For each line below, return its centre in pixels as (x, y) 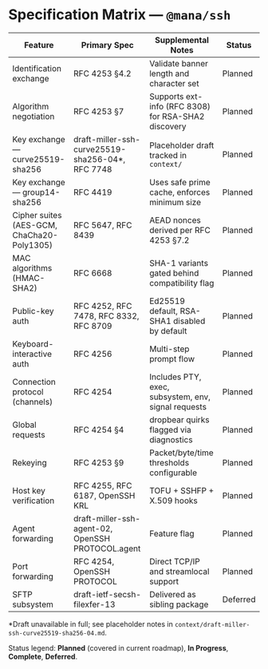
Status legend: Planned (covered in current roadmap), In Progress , (118, 647)
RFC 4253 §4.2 (102, 73)
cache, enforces (179, 192)
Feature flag (171, 533)
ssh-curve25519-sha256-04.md (57, 633)
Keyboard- (33, 343)
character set (174, 83)
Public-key (33, 311)
